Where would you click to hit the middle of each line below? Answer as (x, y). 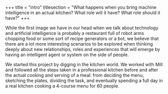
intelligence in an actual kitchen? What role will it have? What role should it (83, 13)
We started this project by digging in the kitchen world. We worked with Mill (84, 64)
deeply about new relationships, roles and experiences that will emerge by (83, 49)
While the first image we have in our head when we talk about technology (82, 28)
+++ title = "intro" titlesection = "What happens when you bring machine (81, 7)
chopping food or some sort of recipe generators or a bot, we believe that (82, 38)
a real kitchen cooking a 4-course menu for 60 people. (62, 86)
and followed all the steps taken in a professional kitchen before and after (82, 70)
